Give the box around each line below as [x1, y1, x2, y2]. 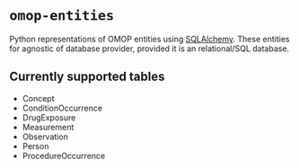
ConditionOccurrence [22, 102, 103, 113]
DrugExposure [22, 111, 76, 123]
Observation [22, 131, 69, 142]
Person [22, 140, 49, 151]
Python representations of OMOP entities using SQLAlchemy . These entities [9, 33, 290, 44]
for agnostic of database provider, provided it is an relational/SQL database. [9, 43, 290, 54]
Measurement [22, 121, 75, 132]
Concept [22, 93, 56, 103]
